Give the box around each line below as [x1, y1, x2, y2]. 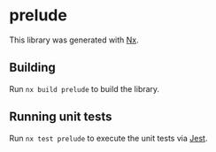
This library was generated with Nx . [9, 34, 139, 45]
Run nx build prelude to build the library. [9, 83, 160, 94]
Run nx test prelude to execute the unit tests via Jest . [9, 133, 208, 143]
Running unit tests [9, 110, 112, 125]
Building [9, 60, 56, 75]
